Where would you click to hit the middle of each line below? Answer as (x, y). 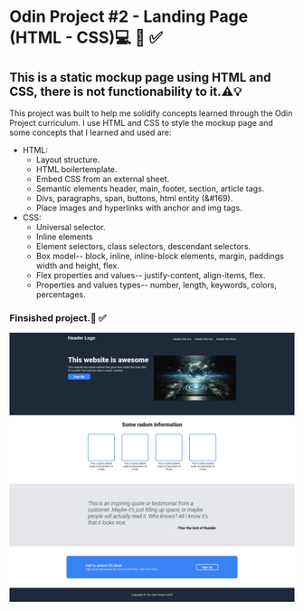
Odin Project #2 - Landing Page (129, 17)
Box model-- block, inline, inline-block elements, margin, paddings (160, 256)
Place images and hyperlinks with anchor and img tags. (139, 208)
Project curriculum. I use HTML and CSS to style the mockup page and (141, 123)
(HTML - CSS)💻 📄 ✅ (86, 38)
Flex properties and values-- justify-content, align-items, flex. (151, 275)
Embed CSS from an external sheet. (103, 179)
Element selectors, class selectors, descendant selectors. (143, 246)
